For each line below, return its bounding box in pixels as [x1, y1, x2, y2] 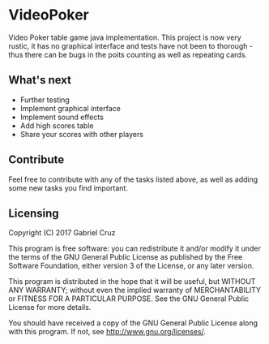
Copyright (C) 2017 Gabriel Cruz [8, 228, 116, 238]
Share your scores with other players [19, 129, 144, 139]
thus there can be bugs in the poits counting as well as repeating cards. [8, 49, 247, 59]
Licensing [8, 206, 59, 220]
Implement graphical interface [19, 103, 122, 113]
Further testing [19, 95, 70, 105]
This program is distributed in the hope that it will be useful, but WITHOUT [8, 277, 256, 286]
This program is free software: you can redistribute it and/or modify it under [8, 243, 261, 253]
